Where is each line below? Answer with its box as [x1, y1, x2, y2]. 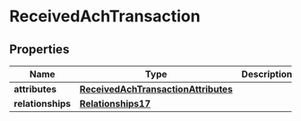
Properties [9, 42, 70, 57]
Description [241, 69, 293, 80]
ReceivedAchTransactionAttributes [79, 83, 233, 95]
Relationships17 [79, 98, 150, 109]
